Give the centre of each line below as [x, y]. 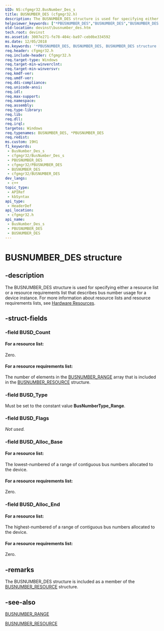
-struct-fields [26, 318]
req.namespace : [21, 101]
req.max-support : [23, 96]
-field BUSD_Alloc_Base [34, 442]
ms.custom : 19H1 [22, 142]
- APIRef [16, 192]
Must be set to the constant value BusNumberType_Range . [65, 406]
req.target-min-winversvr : [33, 69]
